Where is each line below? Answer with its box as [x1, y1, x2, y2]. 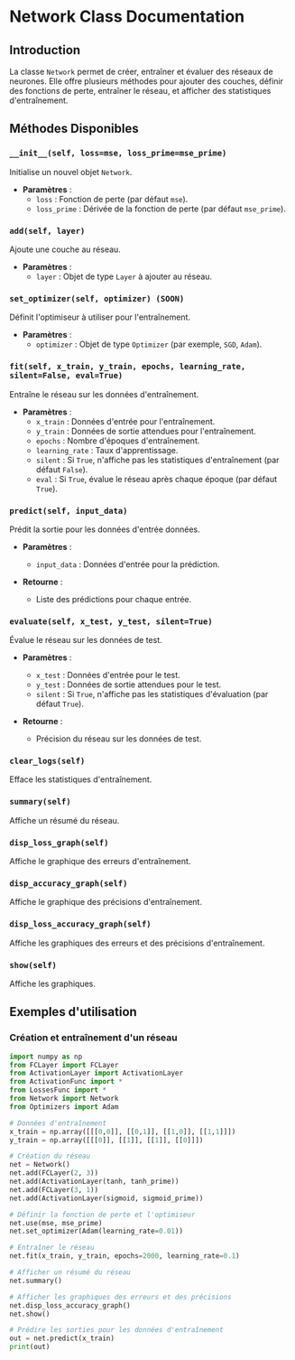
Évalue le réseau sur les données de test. [9, 635, 162, 646]
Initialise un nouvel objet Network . [9, 166, 133, 177]
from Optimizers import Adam [9, 1102, 119, 1112]
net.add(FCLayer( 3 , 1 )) [9, 1185, 99, 1194]
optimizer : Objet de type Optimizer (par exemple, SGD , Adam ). [35, 339, 263, 349]
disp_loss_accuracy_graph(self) [9, 919, 152, 929]
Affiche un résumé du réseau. [9, 815, 120, 825]
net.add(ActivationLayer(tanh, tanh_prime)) [9, 1177, 180, 1187]
